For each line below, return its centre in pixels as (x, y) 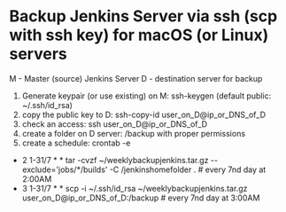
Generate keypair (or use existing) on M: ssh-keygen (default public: (147, 96)
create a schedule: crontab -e (76, 143)
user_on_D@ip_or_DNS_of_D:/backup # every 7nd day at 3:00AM (141, 198)
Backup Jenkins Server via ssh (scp (143, 16)
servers (39, 54)
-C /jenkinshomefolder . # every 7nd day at (188, 169)
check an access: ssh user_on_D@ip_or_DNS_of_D (115, 124)
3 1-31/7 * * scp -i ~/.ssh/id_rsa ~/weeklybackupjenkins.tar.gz (135, 188)
